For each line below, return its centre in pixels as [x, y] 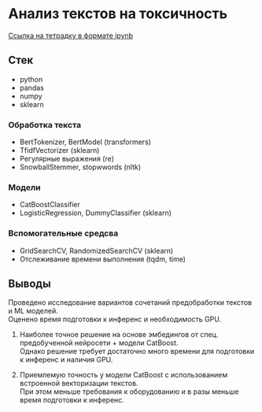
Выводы [30, 284]
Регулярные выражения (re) [67, 159]
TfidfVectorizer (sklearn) [59, 150]
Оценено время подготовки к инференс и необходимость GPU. [115, 319]
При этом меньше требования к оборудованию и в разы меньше [129, 392]
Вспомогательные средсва [63, 233]
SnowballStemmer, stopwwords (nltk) [80, 167]
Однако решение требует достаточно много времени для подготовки [137, 351]
